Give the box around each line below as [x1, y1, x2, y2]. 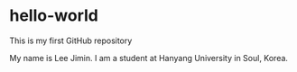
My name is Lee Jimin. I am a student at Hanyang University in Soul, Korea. [9, 52, 289, 63]
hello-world [9, 5, 99, 26]
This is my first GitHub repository [9, 35, 133, 46]
